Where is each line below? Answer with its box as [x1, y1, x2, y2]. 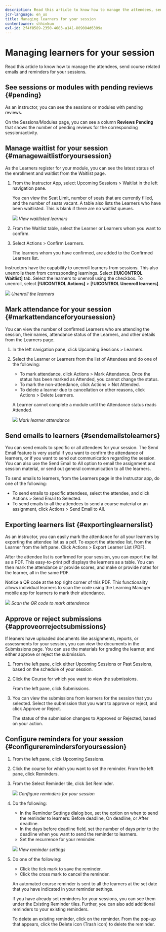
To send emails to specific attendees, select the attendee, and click [12, 490, 150, 496]
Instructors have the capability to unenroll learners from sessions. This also [5, 264, 159, 271]
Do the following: [12, 800, 47, 806]
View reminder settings [18, 847, 66, 853]
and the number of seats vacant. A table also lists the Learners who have [12, 200, 161, 206]
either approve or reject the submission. [5, 651, 86, 657]
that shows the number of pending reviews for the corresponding [5, 124, 138, 130]
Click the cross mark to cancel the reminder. [19, 871, 110, 877]
